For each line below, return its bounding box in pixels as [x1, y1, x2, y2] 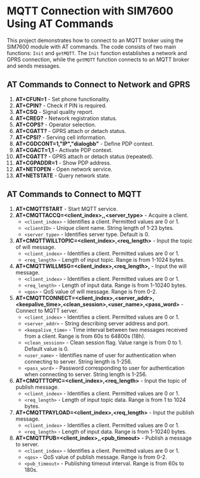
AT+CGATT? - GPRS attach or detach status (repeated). [15, 153, 154, 160]
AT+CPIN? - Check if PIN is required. [15, 102, 107, 109]
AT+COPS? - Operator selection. [15, 121, 97, 128]
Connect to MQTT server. [15, 307, 78, 314]
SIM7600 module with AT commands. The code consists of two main [7, 43, 177, 50]
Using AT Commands [7, 17, 114, 31]
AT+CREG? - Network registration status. [15, 114, 118, 122]
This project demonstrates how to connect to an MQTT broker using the [7, 37, 184, 44]
